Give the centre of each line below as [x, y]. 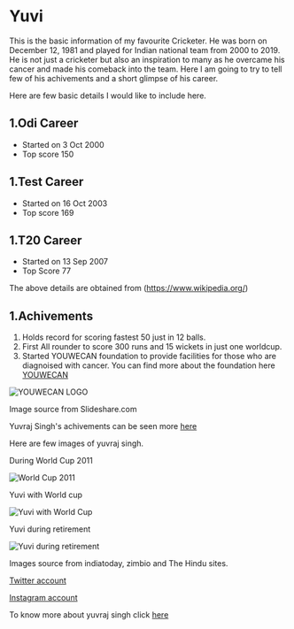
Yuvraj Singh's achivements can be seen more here [103, 426]
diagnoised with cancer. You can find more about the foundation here [149, 365]
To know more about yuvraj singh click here [89, 615]
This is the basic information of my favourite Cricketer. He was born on [138, 41]
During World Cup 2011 [51, 461]
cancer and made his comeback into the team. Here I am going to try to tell [146, 69]
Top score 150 [48, 154]
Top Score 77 [46, 271]
